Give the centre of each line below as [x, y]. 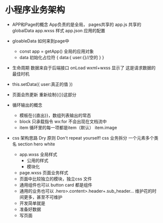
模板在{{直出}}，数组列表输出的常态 [55, 115]
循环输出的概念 [27, 105]
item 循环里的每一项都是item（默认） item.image [68, 127]
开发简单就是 [32, 203]
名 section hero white [33, 144]
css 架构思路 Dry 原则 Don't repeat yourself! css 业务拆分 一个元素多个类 [85, 138]
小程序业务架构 [35, 10]
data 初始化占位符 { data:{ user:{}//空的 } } [62, 57]
